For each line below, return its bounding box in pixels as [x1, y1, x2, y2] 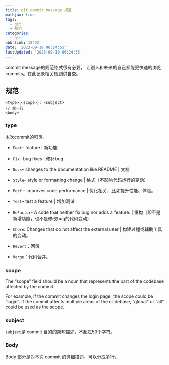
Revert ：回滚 [12, 243, 40, 249]
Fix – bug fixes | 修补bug [12, 155, 64, 162]
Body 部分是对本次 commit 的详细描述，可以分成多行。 [5, 354, 120, 360]
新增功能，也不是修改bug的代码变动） [12, 215, 92, 221]
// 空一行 [5, 106, 24, 111]
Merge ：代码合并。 [12, 253, 51, 260]
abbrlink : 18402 [5, 40, 39, 45]
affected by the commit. [5, 283, 55, 289]
